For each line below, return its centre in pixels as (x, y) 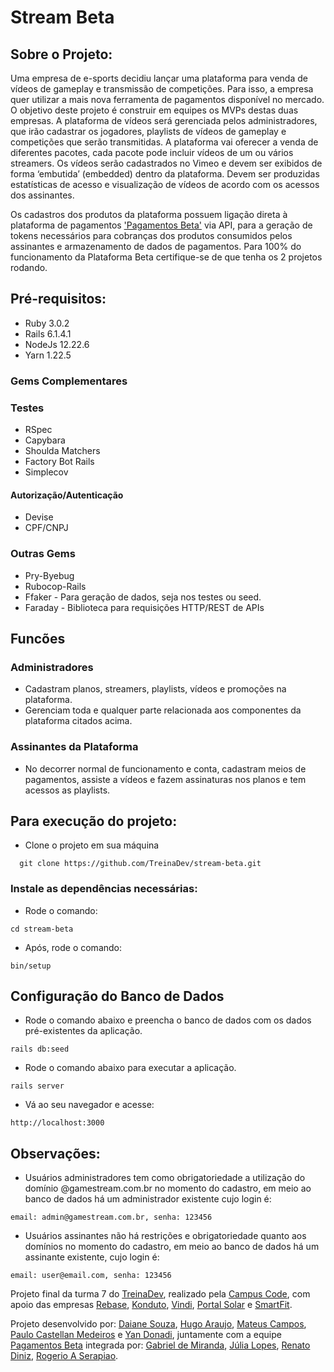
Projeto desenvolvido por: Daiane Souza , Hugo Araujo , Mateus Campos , (158, 1324)
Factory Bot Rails (59, 462)
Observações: (55, 1153)
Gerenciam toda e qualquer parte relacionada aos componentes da (163, 710)
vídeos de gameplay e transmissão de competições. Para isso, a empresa (162, 89)
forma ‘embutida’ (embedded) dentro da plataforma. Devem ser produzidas (165, 174)
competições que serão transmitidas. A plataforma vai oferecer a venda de (164, 142)
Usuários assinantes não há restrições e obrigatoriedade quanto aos (165, 1236)
